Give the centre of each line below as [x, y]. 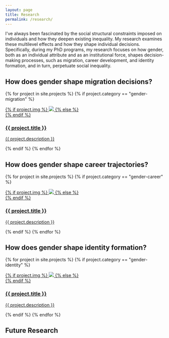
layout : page [19, 10]
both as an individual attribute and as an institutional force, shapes [74, 55]
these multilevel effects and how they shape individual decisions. [73, 44]
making [13, 61]
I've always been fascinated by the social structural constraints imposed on [83, 34]
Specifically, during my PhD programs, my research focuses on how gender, [84, 50]
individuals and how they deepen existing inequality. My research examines [84, 39]
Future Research [32, 331]
